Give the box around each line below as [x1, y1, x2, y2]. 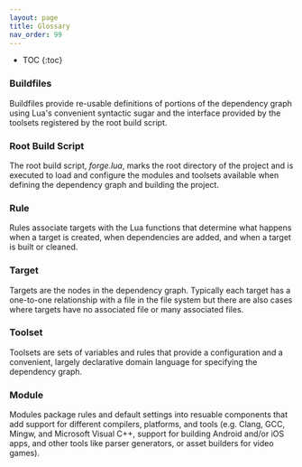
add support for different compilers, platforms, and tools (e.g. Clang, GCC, [9, 419, 286, 430]
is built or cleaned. [9, 241, 78, 253]
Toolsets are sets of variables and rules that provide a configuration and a [9, 347, 284, 358]
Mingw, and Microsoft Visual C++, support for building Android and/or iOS [9, 428, 285, 439]
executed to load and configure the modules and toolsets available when [9, 169, 279, 181]
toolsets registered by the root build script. [9, 117, 168, 127]
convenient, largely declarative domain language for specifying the [9, 356, 258, 367]
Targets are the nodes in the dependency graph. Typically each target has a [9, 285, 291, 295]
